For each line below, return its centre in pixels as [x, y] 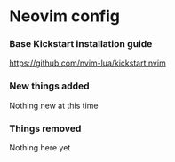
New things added [50, 86]
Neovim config [64, 16]
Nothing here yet [40, 148]
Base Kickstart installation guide [81, 44]
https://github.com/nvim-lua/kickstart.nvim [87, 63]
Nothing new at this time [54, 105]
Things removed [45, 128]
